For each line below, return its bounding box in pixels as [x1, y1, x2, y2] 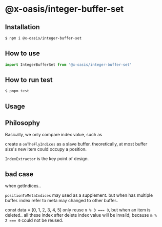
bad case [5, 170, 34, 178]
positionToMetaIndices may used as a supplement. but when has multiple [5, 192, 153, 198]
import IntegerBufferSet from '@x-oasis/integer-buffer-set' [5, 62, 132, 67]
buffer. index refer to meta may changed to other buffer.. [5, 198, 119, 204]
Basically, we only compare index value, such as [5, 132, 102, 138]
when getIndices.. [5, 183, 41, 189]
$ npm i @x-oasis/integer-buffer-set [5, 36, 82, 41]
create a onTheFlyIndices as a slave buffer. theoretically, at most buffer [5, 141, 148, 147]
